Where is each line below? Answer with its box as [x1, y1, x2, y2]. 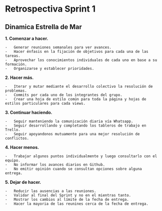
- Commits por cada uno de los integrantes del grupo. [5, 93, 123, 97]
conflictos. [5, 136, 29, 141]
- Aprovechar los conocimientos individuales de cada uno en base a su [5, 58, 158, 63]
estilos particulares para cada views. [5, 101, 86, 106]
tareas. [5, 53, 21, 58]
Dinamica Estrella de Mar [5, 23, 82, 31]
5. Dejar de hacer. [5, 179, 41, 185]
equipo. [5, 158, 21, 163]
